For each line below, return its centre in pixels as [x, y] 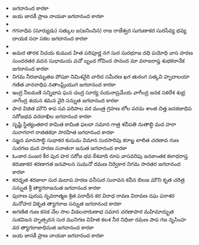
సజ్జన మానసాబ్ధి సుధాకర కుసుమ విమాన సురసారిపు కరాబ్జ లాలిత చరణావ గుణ [96, 140]
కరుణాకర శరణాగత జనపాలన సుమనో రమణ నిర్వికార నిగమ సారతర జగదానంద [96, 164]
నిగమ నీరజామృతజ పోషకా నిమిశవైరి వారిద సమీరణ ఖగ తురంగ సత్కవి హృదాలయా [101, 77]
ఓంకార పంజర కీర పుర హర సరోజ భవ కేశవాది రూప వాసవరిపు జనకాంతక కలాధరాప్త [100, 156]
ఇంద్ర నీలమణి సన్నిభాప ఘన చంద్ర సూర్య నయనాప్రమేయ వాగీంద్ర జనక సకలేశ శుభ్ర [99, 92]
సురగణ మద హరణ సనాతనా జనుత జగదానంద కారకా [69, 148]
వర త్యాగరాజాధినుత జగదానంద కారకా [53, 227]
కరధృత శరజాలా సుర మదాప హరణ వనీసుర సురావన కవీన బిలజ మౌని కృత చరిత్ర [98, 180]
